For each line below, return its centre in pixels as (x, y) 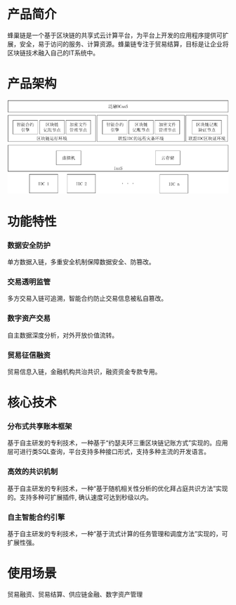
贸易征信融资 (29, 355)
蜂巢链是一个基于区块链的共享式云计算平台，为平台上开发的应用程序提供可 (115, 35)
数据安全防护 (29, 245)
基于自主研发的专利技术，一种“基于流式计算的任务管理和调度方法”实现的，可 (118, 533)
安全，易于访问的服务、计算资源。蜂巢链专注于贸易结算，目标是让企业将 (124, 44)
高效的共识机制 (33, 471)
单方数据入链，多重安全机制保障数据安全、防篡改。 (81, 262)
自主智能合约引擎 (36, 517)
